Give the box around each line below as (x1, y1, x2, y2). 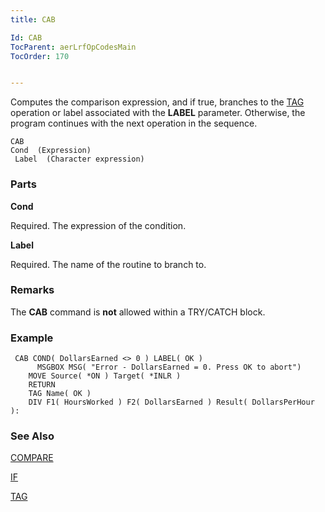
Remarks (10, 283, 55, 297)
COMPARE (10, 452, 54, 464)
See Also (10, 429, 55, 443)
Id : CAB (10, 32, 43, 43)
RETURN (28, 380, 56, 390)
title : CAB (10, 14, 56, 25)
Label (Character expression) (14, 154, 145, 165)
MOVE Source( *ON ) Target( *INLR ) (28, 371, 182, 381)
